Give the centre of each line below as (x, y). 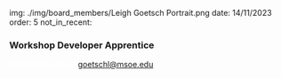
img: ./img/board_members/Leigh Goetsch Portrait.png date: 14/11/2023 (141, 13)
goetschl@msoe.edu (116, 65)
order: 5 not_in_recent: (51, 22)
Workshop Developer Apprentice (82, 45)
